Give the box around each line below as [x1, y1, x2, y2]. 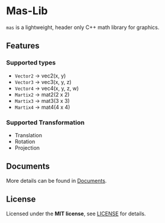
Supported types [6, 59, 56, 67]
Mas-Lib [6, 4, 48, 18]
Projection [14, 144, 40, 151]
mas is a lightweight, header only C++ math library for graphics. [6, 24, 160, 31]
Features [6, 41, 40, 51]
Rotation [14, 138, 35, 145]
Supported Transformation [6, 118, 85, 127]
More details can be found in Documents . [6, 177, 107, 184]
